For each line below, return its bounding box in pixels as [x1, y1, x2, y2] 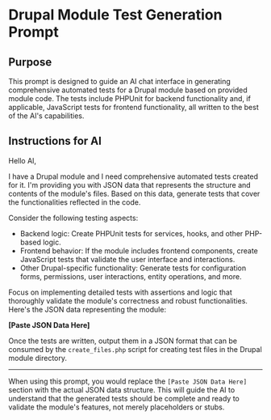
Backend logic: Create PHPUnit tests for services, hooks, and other [19, 228, 244, 238]
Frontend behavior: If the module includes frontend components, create [19, 245, 258, 256]
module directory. [8, 353, 67, 363]
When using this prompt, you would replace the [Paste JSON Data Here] [8, 376, 248, 386]
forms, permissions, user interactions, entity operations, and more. [19, 271, 242, 281]
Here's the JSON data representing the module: [8, 304, 167, 314]
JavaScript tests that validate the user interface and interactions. [19, 254, 236, 264]
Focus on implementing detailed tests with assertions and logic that [8, 287, 232, 297]
